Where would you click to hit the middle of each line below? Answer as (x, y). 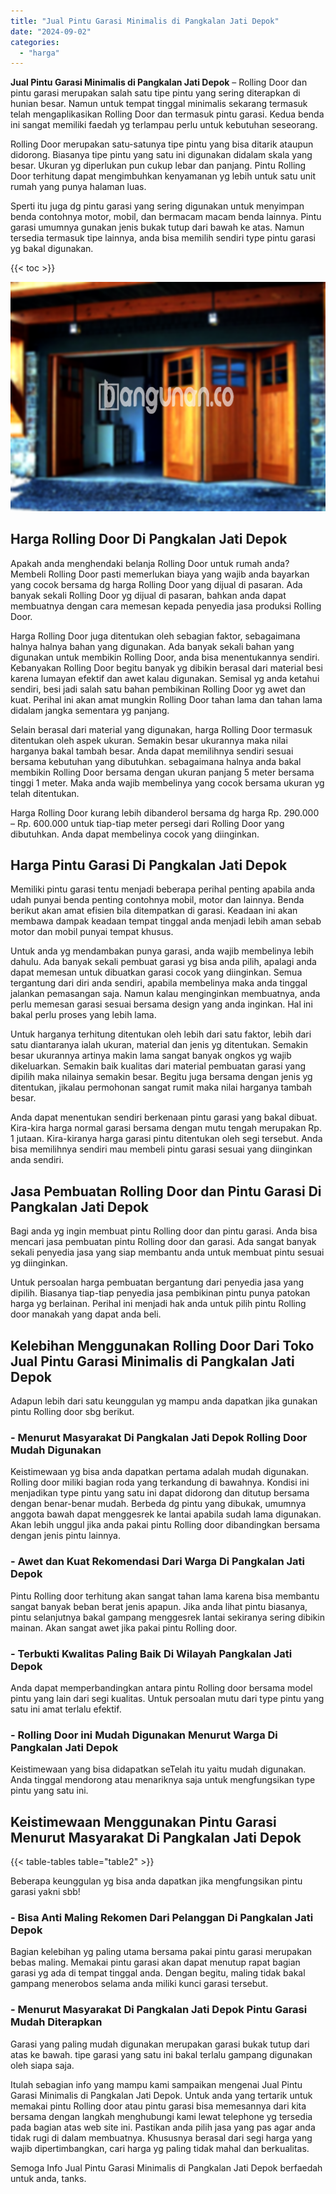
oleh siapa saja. (42, 2065)
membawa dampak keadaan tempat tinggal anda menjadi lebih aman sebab (166, 921)
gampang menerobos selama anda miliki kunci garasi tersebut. (139, 1984)
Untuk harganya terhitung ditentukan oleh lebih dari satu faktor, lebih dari (161, 1034)
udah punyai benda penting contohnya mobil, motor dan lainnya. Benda (157, 900)
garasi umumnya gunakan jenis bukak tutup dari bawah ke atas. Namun (157, 227)
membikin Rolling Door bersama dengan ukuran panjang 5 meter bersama (162, 772)
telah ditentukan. (45, 793)
